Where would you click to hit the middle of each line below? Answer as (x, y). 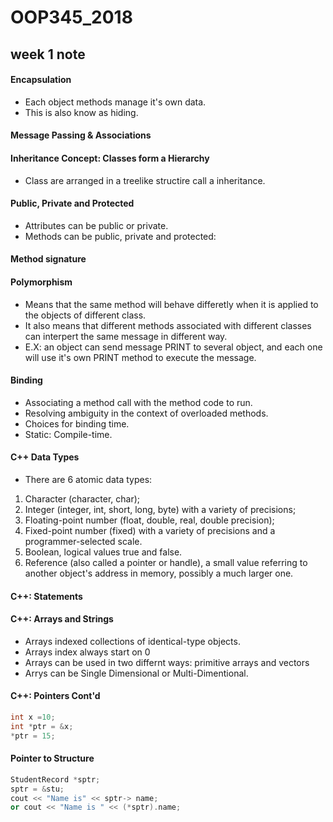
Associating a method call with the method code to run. (138, 402)
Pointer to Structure (52, 758)
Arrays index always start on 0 (87, 652)
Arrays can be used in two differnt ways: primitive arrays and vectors (167, 662)
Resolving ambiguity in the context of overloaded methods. (146, 413)
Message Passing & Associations (81, 135)
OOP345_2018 (71, 17)
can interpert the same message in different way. (126, 336)
